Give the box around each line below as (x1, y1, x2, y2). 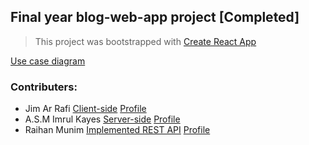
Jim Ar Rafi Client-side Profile (24, 103, 147, 115)
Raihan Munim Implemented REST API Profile (24, 124, 211, 136)
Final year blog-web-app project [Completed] (10, 9, 300, 26)
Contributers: (10, 80, 78, 94)
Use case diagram (10, 55, 86, 67)
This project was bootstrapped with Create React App (34, 35, 257, 47)
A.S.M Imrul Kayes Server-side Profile (24, 113, 181, 125)
